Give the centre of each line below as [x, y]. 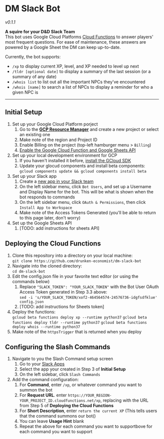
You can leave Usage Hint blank [52, 421]
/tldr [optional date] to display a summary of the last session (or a [82, 71]
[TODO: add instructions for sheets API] [59, 228]
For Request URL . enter [43, 395]
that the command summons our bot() [58, 416]
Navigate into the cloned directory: [47, 266]
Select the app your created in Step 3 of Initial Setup [72, 369]
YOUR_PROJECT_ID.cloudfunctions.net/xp [60, 401]
